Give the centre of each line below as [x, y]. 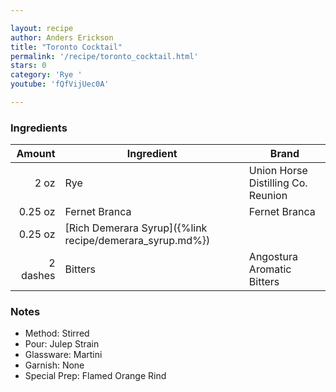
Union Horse [278, 171]
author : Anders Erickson [62, 37]
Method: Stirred [57, 333]
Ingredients [39, 128]
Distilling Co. [278, 183]
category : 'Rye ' [46, 75]
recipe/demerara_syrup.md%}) [137, 241]
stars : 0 [28, 66]
